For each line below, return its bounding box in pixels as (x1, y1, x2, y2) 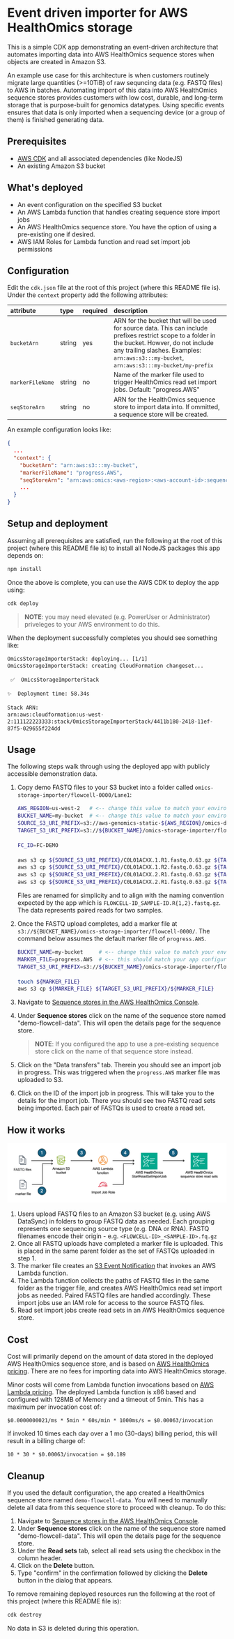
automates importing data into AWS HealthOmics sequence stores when (7, 50, 214, 59)
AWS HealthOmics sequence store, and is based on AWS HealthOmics (7, 1359, 210, 1368)
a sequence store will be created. (114, 410, 209, 418)
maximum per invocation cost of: (7, 1403, 102, 1411)
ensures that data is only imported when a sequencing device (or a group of (7, 108, 226, 116)
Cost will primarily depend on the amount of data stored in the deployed (7, 1352, 214, 1361)
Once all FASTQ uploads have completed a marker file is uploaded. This (17, 1240, 224, 1248)
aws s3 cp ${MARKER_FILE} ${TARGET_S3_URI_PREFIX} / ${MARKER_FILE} (17, 985, 214, 993)
